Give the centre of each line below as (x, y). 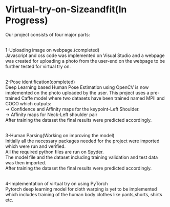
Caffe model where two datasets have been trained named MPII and (93, 98)
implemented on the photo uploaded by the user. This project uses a (77, 92)
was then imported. (26, 162)
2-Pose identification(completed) (40, 82)
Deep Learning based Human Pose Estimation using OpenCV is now (77, 87)
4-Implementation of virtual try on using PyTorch (57, 183)
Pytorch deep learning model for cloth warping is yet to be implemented (81, 189)
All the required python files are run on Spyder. (55, 152)
